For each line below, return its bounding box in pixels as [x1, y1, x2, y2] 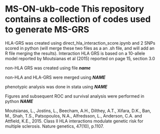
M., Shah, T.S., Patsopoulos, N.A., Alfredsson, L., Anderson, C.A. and [5, 113, 143, 118]
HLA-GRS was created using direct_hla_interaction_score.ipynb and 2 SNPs [5, 40, 156, 46]
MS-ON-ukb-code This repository [5, 3, 144, 15]
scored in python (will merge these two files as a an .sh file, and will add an [5, 45, 155, 51]
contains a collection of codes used [5, 14, 151, 25]
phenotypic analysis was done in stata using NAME [5, 84, 108, 89]
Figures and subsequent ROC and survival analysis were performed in [5, 93, 145, 99]
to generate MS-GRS [5, 24, 89, 35]
